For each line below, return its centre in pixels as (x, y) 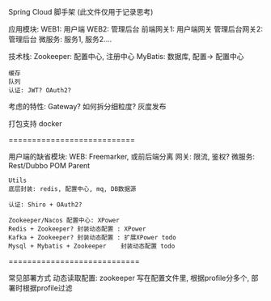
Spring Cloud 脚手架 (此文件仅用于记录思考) (81, 12)
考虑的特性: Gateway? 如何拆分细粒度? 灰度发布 (87, 106)
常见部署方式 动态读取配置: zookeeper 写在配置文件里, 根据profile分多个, (129, 278)
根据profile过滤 (47, 288)
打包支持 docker (35, 123)
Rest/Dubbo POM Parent (49, 165)
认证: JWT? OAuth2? (40, 91)
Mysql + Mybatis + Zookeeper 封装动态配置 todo (92, 246)
